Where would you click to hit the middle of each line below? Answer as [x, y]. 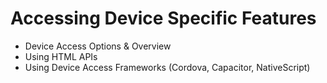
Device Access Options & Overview [98, 46]
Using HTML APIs [61, 56]
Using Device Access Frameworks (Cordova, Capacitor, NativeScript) [167, 67]
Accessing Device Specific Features [163, 18]
